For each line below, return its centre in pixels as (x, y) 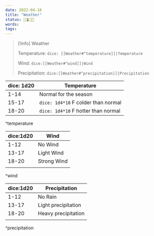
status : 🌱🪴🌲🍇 (20, 19)
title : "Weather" (24, 15)
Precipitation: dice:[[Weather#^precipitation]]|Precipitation (83, 73)
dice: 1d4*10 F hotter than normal (80, 111)
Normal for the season (66, 94)
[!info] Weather (34, 43)
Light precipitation (59, 205)
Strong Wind (53, 161)
